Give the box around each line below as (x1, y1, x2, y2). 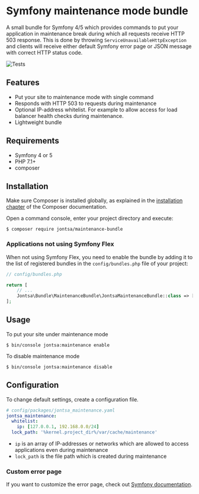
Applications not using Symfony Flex (6, 240, 114, 248)
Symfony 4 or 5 (14, 151, 53, 158)
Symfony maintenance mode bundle (6, 4, 188, 18)
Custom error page (6, 467, 62, 476)
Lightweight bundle (14, 119, 62, 126)
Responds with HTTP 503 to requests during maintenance (14, 100, 157, 107)
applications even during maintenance (14, 447, 108, 454)
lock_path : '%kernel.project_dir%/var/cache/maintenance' (11, 429, 158, 435)
